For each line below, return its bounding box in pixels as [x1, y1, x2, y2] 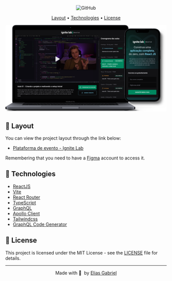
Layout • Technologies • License [51, 15, 121, 20]
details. [5, 255, 21, 261]
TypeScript [12, 199, 36, 205]
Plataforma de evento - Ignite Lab [12, 145, 83, 151]
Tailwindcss [12, 216, 38, 222]
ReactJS [12, 183, 31, 189]
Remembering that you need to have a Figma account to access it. [5, 155, 145, 161]
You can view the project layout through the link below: [5, 135, 121, 141]
